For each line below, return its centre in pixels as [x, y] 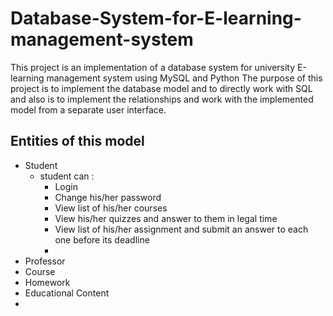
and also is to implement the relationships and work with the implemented [162, 99]
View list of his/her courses [111, 208]
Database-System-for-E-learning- [156, 18]
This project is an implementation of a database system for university [153, 67]
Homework [47, 282]
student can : [67, 176]
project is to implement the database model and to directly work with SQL [161, 88]
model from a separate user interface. [88, 109]
